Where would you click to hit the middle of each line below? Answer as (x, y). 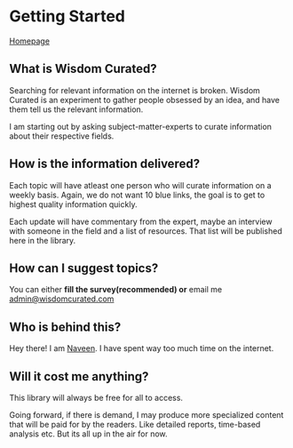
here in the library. (43, 240)
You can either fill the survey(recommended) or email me (116, 290)
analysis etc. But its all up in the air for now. (88, 434)
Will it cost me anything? (79, 376)
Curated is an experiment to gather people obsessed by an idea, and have (144, 100)
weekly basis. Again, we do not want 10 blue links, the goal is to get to (137, 195)
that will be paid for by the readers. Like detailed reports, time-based (135, 424)
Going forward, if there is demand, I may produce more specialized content (146, 415)
